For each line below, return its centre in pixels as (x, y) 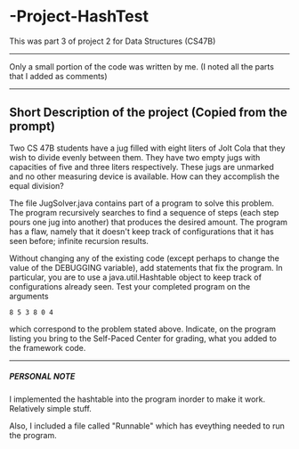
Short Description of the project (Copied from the (148, 113)
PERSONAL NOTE (42, 377)
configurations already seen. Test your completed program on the (130, 286)
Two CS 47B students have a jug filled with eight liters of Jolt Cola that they (147, 148)
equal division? (37, 185)
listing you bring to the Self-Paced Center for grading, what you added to (143, 338)
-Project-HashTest (79, 16)
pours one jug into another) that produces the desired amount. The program (148, 222)
